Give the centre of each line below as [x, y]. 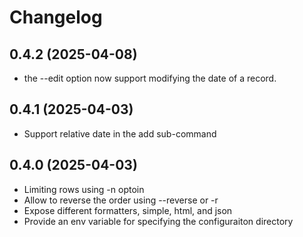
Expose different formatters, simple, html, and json [128, 210]
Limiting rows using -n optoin [84, 189]
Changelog [56, 17]
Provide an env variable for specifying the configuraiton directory [158, 221]
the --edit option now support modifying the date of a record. [150, 78]
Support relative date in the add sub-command [120, 133]
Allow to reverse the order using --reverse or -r [121, 200]
